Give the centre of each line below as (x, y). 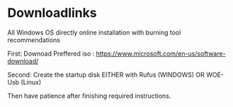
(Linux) (31, 82)
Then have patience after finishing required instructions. (89, 96)
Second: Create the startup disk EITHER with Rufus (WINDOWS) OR (106, 75)
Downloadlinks (52, 13)
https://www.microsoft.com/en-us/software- (161, 53)
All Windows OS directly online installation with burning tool (94, 32)
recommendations (34, 39)
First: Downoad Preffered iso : (51, 53)
